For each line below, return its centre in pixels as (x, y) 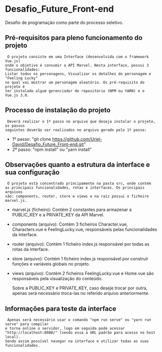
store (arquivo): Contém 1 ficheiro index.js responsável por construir (80, 259)
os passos (15, 125)
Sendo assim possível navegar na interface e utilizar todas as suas (77, 341)
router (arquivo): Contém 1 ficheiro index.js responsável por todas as (81, 244)
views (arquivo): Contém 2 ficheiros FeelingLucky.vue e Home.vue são (83, 273)
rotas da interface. (31, 249)
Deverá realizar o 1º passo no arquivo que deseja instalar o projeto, (81, 121)
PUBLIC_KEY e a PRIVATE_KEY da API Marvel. (58, 215)
